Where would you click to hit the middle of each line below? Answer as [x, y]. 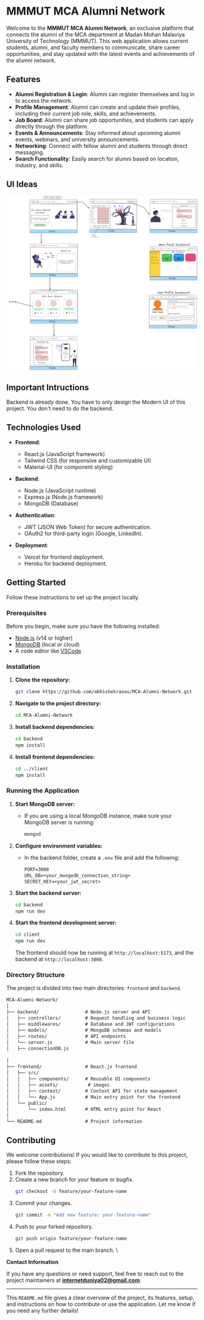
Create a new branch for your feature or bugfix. [74, 1180]
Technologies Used [43, 428]
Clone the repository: [42, 680]
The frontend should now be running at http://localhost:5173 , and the [104, 953]
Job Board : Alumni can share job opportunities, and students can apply [104, 120]
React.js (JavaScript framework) [64, 454]
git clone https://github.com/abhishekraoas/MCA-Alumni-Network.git [104, 692]
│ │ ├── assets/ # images [58, 1085]
